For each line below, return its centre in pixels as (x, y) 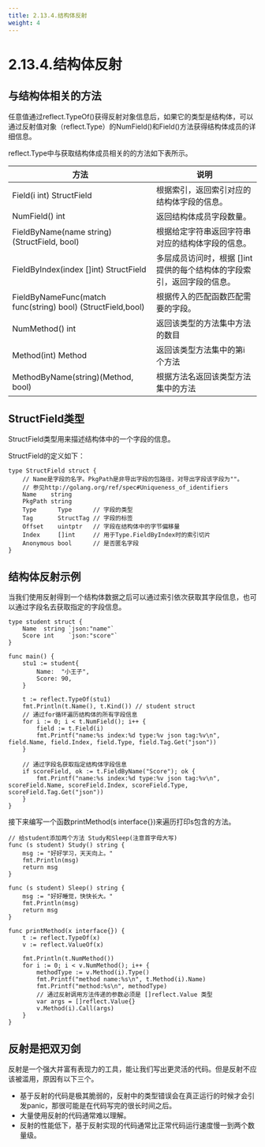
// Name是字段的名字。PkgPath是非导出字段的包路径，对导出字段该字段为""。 (133, 479)
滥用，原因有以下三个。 (60, 1078)
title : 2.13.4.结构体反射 (48, 15)
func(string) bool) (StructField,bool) (78, 306)
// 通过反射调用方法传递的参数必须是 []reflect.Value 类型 (125, 995)
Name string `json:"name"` (68, 629)
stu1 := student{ (51, 664)
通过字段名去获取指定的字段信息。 (70, 607)
